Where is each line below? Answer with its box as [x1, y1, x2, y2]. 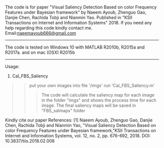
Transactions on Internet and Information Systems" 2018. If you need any [5, 20, 152, 25]
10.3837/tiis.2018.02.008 [5, 138, 55, 144]
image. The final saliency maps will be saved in [41, 102, 136, 108]
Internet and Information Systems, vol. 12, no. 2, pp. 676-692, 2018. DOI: [5, 133, 151, 139]
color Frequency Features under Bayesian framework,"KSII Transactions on [5, 127, 156, 133]
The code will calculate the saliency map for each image [41, 92, 155, 98]
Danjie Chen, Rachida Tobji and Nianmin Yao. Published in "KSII [5, 15, 133, 20]
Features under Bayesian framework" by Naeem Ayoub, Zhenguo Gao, [5, 9, 146, 15]
